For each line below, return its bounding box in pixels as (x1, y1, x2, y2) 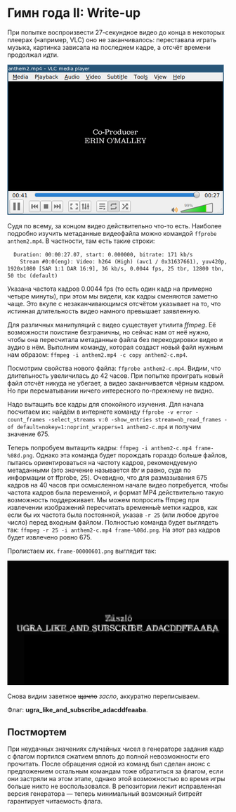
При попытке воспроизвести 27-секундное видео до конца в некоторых (7, 28, 225, 37)
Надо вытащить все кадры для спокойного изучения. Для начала (7, 400, 204, 408)
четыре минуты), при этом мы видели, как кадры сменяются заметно (7, 292, 218, 300)
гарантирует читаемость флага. (7, 797, 103, 806)
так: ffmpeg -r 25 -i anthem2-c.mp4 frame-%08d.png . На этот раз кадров (7, 525, 221, 534)
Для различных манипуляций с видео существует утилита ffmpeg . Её (7, 320, 216, 329)
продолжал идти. (7, 51, 59, 59)
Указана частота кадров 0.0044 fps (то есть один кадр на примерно (7, 284, 213, 293)
